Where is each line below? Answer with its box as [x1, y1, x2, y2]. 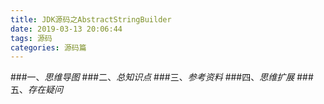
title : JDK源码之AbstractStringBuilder [10, 14, 172, 25]
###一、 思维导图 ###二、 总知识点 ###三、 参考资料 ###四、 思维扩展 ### [10, 71, 314, 83]
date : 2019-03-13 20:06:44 [10, 24, 123, 34]
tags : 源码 [10, 33, 53, 43]
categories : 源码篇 [10, 42, 87, 53]
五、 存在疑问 [10, 84, 63, 96]
